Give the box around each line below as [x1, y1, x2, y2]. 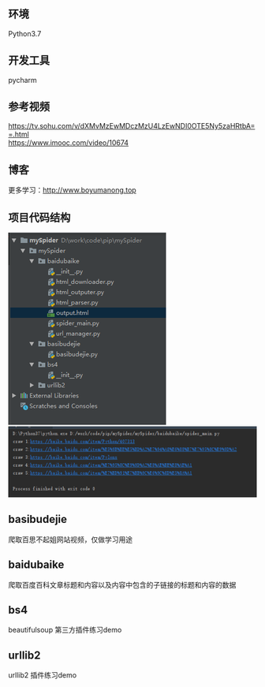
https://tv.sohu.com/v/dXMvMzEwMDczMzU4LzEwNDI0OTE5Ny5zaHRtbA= [8, 121, 256, 131]
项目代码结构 [8, 211, 71, 224]
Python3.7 [8, 28, 42, 38]
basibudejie [8, 513, 68, 526]
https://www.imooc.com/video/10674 [8, 138, 129, 147]
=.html [8, 129, 29, 140]
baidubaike [8, 558, 65, 572]
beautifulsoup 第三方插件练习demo [8, 625, 122, 635]
